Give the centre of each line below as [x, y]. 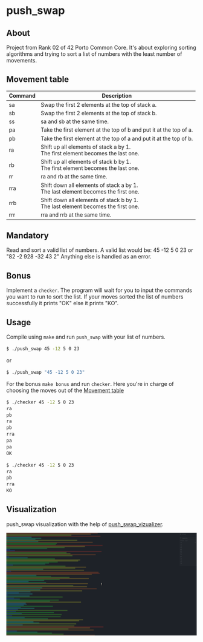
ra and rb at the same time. [74, 177]
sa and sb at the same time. [75, 121]
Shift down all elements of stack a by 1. [89, 185]
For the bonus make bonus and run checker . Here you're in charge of [90, 384]
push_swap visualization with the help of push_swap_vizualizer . [85, 524]
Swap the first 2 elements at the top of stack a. [99, 104]
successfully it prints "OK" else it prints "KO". [63, 303]
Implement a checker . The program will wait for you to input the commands [99, 290]
